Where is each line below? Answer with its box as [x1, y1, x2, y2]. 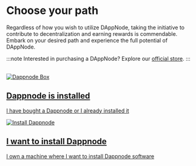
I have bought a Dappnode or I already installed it [6, 107, 129, 114]
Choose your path [6, 4, 99, 18]
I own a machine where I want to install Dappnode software [6, 153, 155, 160]
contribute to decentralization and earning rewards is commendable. [6, 30, 178, 37]
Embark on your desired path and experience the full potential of [6, 36, 168, 44]
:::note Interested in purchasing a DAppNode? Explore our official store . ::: [6, 55, 191, 62]
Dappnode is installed [6, 91, 90, 101]
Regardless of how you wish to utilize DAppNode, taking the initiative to [6, 24, 185, 31]
